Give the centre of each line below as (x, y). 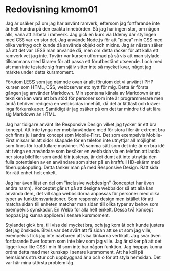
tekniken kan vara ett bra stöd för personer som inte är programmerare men (84, 98)
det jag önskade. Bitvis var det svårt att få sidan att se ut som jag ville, (78, 230)
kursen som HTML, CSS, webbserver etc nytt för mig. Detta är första (77, 87)
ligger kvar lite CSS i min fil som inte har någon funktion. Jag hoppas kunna (84, 246)
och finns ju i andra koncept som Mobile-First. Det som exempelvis (75, 135)
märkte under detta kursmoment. (40, 72)
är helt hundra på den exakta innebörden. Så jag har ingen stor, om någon (82, 28)
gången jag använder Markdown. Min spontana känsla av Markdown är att (83, 93)
